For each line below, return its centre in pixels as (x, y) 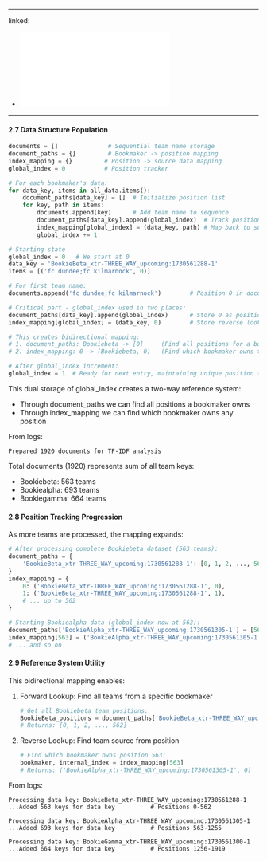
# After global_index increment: (64, 366)
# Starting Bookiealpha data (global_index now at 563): (104, 623)
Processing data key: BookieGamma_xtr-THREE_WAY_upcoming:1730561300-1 (129, 842)
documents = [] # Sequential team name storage (112, 147)
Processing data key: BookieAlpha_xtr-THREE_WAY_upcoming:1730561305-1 (129, 821)
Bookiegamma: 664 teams (63, 498)
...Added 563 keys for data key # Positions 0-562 (110, 807)
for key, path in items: (64, 205)
